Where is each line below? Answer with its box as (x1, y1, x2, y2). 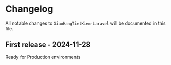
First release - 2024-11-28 (5, 40, 91, 49)
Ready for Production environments (5, 54, 81, 60)
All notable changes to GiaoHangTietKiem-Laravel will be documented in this (5, 20, 166, 26)
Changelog (5, 3, 53, 15)
